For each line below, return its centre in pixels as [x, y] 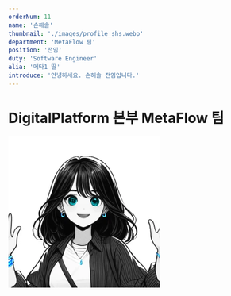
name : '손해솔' [31, 25]
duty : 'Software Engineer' [53, 59]
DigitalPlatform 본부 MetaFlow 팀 [116, 118]
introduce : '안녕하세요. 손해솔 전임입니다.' [74, 75]
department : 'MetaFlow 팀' [52, 42]
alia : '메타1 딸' [35, 67]
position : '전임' [35, 50]
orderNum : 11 [30, 17]
